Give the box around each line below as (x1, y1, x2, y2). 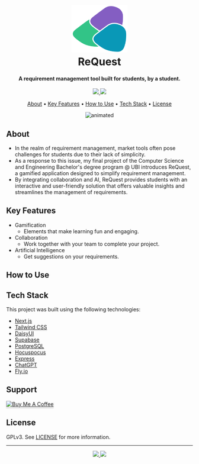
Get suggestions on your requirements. (23, 253, 120, 260)
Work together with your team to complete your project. (23, 240, 160, 247)
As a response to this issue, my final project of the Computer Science (14, 157, 184, 164)
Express (14, 355, 35, 362)
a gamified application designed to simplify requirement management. (14, 169, 186, 176)
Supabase (14, 336, 40, 343)
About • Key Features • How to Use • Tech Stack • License (27, 100, 172, 108)
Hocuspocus (14, 349, 46, 356)
